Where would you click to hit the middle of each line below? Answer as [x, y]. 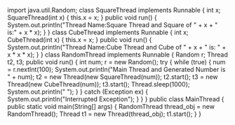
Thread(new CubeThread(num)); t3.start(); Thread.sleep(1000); [99, 84]
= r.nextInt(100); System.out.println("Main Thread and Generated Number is [116, 69]
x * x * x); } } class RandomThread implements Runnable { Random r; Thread [117, 54]
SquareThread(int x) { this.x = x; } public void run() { [82, 17]
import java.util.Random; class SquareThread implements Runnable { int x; [114, 10]
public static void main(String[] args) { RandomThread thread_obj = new [111, 106]
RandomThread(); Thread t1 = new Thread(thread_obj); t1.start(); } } [105, 114]
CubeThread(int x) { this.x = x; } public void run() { [80, 40]
